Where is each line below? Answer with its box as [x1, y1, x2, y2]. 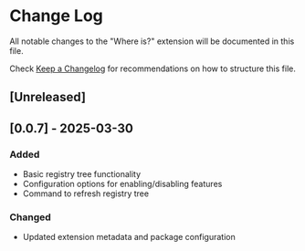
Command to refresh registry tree [22, 188, 149, 199]
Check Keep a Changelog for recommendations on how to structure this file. [9, 63, 297, 74]
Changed [9, 211, 52, 224]
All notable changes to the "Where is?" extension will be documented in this [9, 36, 295, 47]
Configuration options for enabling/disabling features [22, 179, 223, 190]
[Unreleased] [9, 89, 87, 105]
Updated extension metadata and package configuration [22, 232, 236, 243]
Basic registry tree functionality [22, 169, 142, 180]
